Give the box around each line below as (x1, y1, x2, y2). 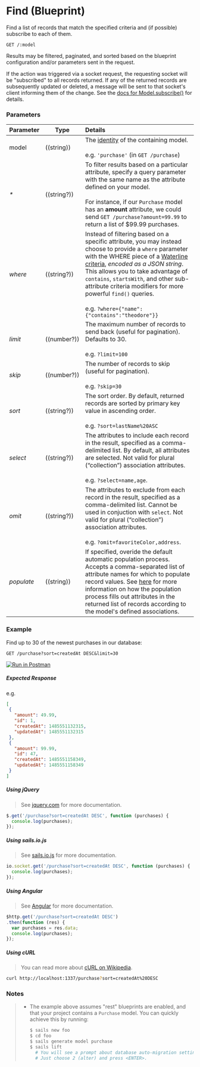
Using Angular (6, 887, 43, 895)
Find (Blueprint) (6, 4, 85, 18)
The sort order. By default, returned (85, 392, 185, 400)
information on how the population (85, 585, 182, 593)
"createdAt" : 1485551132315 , (14, 723, 86, 729)
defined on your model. (85, 183, 151, 192)
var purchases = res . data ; (11, 925, 79, 931)
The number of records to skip (85, 360, 170, 368)
